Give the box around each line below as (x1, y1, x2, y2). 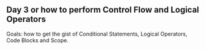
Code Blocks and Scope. (6, 36, 69, 44)
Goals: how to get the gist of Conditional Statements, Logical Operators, (6, 30, 188, 37)
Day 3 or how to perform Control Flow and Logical (6, 5, 199, 15)
